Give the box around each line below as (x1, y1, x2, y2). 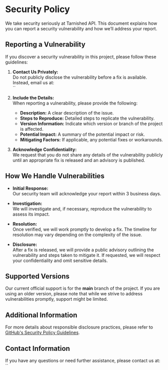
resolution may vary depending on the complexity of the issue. (12, 231, 142, 238)
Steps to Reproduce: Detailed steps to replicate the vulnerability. (20, 115, 155, 121)
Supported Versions (5, 272, 69, 281)
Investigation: (12, 200, 43, 206)
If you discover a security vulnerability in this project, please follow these (5, 54, 157, 60)
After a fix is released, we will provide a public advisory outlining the (12, 246, 154, 253)
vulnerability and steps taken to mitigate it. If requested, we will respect (12, 252, 160, 258)
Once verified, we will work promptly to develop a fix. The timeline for (12, 226, 157, 232)
